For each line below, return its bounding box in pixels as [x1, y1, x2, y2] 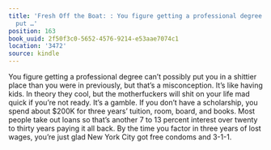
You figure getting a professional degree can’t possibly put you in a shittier [8, 72, 257, 81]
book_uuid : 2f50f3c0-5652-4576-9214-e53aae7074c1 [8, 34, 180, 43]
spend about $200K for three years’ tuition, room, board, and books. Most [8, 106, 256, 116]
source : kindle [8, 49, 60, 58]
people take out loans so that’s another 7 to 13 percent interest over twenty [8, 115, 258, 124]
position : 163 [8, 27, 57, 35]
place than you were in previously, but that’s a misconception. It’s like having [8, 80, 263, 90]
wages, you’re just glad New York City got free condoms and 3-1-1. [8, 132, 232, 142]
